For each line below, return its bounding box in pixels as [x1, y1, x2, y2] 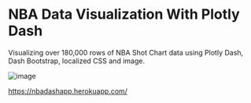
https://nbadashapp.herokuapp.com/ [8, 86, 128, 95]
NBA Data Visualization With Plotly [8, 5, 240, 23]
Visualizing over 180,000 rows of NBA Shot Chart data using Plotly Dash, [8, 48, 244, 57]
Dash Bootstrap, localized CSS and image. [8, 56, 146, 66]
